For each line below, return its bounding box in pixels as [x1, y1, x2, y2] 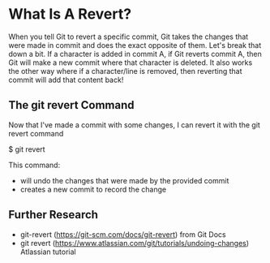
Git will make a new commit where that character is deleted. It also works [8, 58, 253, 67]
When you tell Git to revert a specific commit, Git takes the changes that [8, 32, 249, 41]
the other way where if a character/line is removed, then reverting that [8, 66, 242, 75]
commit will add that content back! [8, 75, 124, 84]
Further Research [8, 208, 99, 222]
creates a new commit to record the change [19, 184, 167, 194]
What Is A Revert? [8, 5, 132, 24]
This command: [8, 160, 61, 170]
